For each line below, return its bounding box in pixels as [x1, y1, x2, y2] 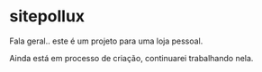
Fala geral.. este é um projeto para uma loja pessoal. [9, 36, 203, 46]
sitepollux [9, 6, 86, 27]
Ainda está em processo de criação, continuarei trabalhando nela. [9, 52, 254, 63]
